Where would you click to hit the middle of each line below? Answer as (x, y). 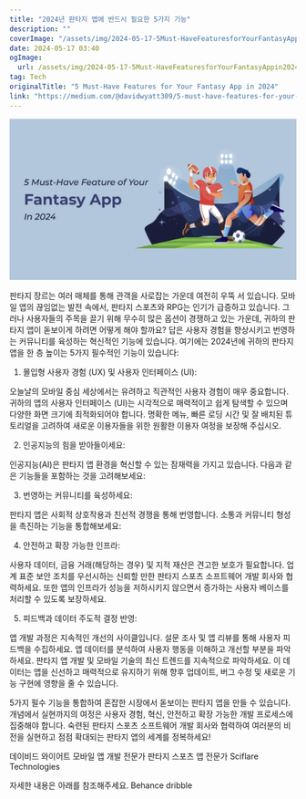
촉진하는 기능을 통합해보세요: (70, 525)
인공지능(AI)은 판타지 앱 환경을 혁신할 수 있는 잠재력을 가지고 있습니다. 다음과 (146, 464)
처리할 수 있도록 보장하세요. (58, 598)
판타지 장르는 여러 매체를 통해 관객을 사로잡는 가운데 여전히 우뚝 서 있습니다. (144, 296)
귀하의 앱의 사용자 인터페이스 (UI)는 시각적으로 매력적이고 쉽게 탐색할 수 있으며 (149, 402)
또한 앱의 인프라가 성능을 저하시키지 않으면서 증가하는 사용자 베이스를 (166, 587)
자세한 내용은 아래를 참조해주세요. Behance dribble (101, 785)
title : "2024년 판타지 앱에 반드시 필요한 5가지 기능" (100, 19)
